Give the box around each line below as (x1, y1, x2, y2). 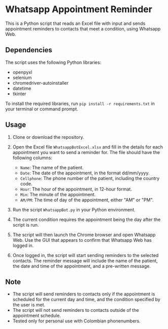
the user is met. (12, 302, 46, 308)
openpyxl (12, 69, 32, 75)
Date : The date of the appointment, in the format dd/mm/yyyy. (20, 170, 150, 176)
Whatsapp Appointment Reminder (5, 4, 152, 15)
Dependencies (5, 46, 52, 54)
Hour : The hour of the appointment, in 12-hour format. (20, 186, 132, 192)
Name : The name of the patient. (20, 164, 84, 170)
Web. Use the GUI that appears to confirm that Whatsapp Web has (12, 237, 152, 243)
